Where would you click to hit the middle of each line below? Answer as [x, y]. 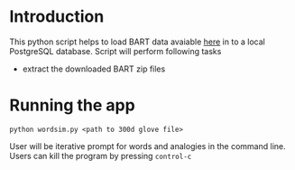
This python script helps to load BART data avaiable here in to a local [138, 42]
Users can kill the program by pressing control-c [101, 156]
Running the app [72, 105]
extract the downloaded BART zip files [94, 69]
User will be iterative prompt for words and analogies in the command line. [147, 146]
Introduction [57, 17]
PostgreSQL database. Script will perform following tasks [115, 51]
